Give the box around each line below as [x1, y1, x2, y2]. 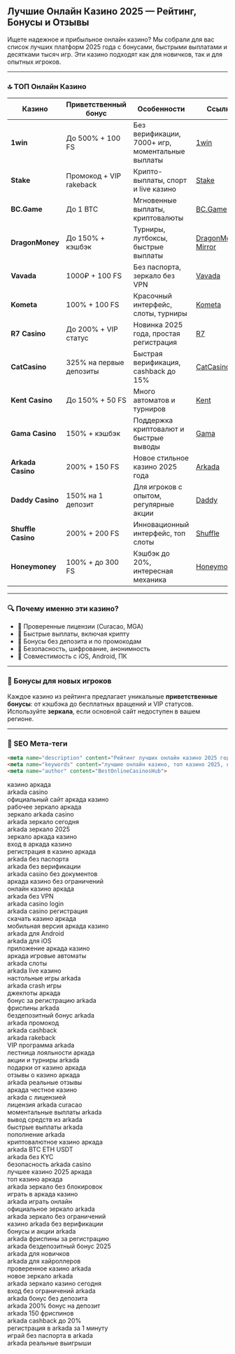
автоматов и [133, 395, 176, 405]
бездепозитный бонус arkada [7, 1011, 94, 1019]
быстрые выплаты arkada [7, 1123, 83, 1131]
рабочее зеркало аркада [7, 802, 82, 811]
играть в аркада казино [7, 1189, 78, 1198]
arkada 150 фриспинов [7, 1308, 74, 1317]
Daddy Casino [10, 495, 59, 505]
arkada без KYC [7, 1152, 54, 1161]
